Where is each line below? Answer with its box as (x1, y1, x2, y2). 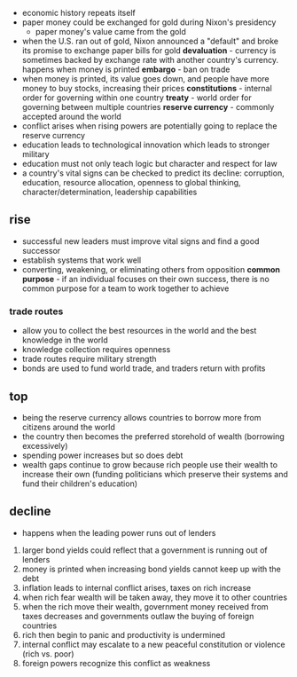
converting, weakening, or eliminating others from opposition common (21, 264, 281, 274)
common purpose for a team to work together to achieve (21, 283, 230, 294)
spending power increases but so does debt (21, 450, 184, 461)
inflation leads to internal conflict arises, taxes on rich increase (21, 582, 251, 593)
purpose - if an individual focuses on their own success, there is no (21, 273, 270, 284)
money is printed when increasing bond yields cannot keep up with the (21, 563, 282, 574)
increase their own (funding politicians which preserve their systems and (21, 468, 288, 479)
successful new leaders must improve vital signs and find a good (21, 235, 260, 247)
